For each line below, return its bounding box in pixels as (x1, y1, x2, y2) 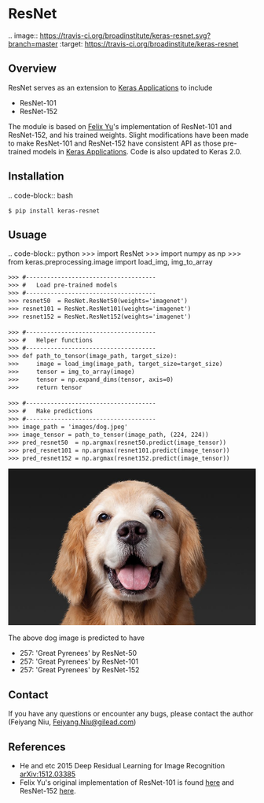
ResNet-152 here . (19, 786, 76, 795)
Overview (8, 62, 57, 76)
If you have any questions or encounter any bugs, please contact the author (8, 709, 254, 719)
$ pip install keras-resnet (8, 206, 101, 215)
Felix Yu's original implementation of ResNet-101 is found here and (19, 778, 234, 787)
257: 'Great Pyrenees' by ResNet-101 (19, 657, 139, 666)
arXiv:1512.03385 (19, 769, 76, 779)
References (8, 740, 66, 753)
